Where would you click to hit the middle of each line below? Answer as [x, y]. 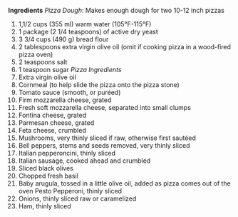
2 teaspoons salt [43, 62]
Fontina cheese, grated [52, 115]
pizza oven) [36, 54]
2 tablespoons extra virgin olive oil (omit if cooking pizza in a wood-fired [124, 47]
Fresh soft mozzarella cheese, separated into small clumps [105, 107]
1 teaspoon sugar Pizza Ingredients [70, 70]
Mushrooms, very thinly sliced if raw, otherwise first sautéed [107, 138]
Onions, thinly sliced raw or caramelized [77, 198]
